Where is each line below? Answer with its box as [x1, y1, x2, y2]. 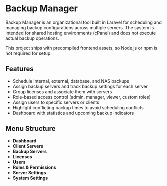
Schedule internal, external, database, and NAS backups [12, 78, 129, 84]
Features [5, 65, 34, 73]
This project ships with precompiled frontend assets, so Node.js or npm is [5, 45, 158, 51]
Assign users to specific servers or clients [12, 99, 99, 105]
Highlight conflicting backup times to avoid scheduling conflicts [12, 104, 144, 110]
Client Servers [12, 143, 44, 149]
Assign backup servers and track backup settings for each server [12, 83, 148, 89]
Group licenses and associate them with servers [12, 88, 112, 95]
